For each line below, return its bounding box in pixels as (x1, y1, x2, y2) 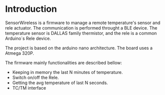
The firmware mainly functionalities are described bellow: (5, 60, 123, 65)
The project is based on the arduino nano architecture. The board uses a (5, 45, 153, 51)
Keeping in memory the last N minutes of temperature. (12, 69, 123, 75)
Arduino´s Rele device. (5, 35, 51, 41)
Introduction (5, 3, 57, 15)
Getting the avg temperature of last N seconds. (12, 80, 108, 86)
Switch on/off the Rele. (12, 74, 59, 80)
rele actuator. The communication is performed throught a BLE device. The (5, 25, 158, 31)
